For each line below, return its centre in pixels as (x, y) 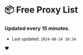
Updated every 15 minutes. (37, 29)
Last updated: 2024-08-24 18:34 (44, 39)
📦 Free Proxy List (41, 10)
